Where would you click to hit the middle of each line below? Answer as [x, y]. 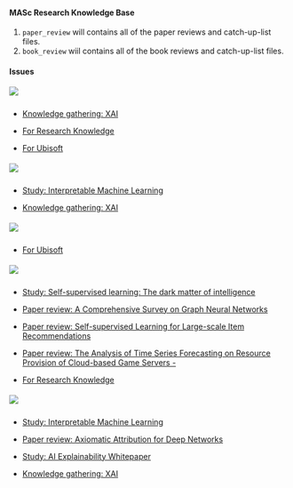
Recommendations [56, 336]
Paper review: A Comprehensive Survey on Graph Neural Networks [145, 309]
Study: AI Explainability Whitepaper [86, 456]
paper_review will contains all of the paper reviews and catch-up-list [146, 32]
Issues [22, 71]
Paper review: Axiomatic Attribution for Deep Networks [123, 439]
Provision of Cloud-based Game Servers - [99, 362]
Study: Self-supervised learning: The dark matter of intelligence [139, 292]
